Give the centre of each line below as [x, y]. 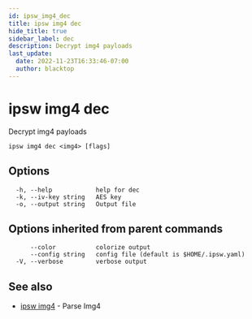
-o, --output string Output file [76, 204]
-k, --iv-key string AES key [69, 197]
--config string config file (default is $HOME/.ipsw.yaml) [137, 255]
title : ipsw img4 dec [45, 24]
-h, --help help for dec [78, 190]
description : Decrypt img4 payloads [70, 46]
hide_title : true [38, 31]
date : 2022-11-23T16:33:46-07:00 [72, 62]
